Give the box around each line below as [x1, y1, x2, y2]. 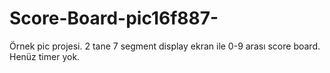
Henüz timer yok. [9, 50, 81, 62]
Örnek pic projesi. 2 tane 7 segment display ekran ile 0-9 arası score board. [9, 40, 321, 52]
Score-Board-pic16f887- [9, 7, 219, 30]
